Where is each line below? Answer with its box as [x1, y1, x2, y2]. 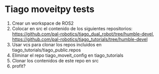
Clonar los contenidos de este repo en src [12, 57, 99, 63]
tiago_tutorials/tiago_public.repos [12, 47, 81, 53]
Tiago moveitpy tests [5, 4, 95, 15]
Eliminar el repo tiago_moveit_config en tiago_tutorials [12, 52, 124, 58]
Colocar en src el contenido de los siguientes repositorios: [12, 25, 133, 31]
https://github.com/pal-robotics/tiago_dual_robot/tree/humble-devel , [12, 31, 154, 37]
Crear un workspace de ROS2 [12, 20, 74, 26]
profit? [12, 63, 26, 69]
